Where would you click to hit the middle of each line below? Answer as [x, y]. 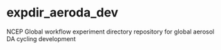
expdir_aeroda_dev [63, 13]
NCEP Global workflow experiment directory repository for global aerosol [110, 32]
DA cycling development [41, 38]
